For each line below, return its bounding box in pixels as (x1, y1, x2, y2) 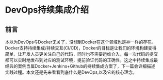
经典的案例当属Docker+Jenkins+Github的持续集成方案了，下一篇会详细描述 (5, 64, 156, 69)
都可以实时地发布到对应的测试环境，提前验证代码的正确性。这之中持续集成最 (5, 57, 158, 63)
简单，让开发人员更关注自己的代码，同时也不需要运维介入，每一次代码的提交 (5, 51, 158, 57)
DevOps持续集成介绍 (5, 4, 89, 16)
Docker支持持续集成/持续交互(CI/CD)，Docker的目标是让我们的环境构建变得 (5, 45, 157, 51)
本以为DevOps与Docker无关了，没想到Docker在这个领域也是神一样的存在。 (5, 39, 156, 45)
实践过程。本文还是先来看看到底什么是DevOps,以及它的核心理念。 (5, 69, 137, 75)
